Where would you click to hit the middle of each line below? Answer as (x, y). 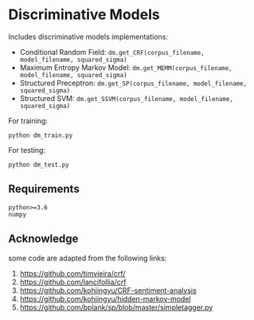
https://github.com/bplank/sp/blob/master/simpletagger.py (116, 307)
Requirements (44, 189)
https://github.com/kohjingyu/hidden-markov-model (105, 299)
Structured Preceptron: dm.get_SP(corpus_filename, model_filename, (133, 83)
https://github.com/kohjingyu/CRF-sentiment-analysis (108, 290)
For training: (28, 120)
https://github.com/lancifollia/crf (73, 282)
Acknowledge (43, 239)
